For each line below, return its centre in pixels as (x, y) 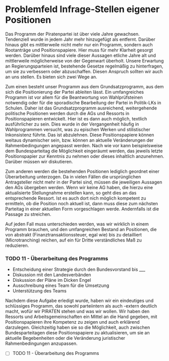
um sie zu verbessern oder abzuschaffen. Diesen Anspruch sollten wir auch (84, 71)
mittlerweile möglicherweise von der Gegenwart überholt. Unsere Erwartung (84, 61)
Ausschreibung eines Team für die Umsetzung (61, 285)
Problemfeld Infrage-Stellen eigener (82, 9)
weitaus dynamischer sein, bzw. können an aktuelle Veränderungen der (79, 140)
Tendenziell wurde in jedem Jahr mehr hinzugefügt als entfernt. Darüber (80, 39)
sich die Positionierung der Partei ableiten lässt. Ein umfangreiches (75, 92)
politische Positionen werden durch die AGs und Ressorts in (67, 113)
